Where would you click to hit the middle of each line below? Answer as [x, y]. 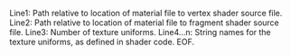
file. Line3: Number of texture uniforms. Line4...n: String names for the [140, 32]
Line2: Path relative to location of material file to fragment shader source [145, 23]
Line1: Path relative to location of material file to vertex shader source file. [146, 13]
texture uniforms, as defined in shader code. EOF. [102, 42]
